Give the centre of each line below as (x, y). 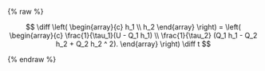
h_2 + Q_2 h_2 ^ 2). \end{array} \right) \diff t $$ (133, 44)
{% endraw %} (32, 59)
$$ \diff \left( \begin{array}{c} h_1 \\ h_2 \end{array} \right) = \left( (133, 27)
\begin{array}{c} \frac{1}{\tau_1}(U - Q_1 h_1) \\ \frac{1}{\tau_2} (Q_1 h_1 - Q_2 (133, 35)
